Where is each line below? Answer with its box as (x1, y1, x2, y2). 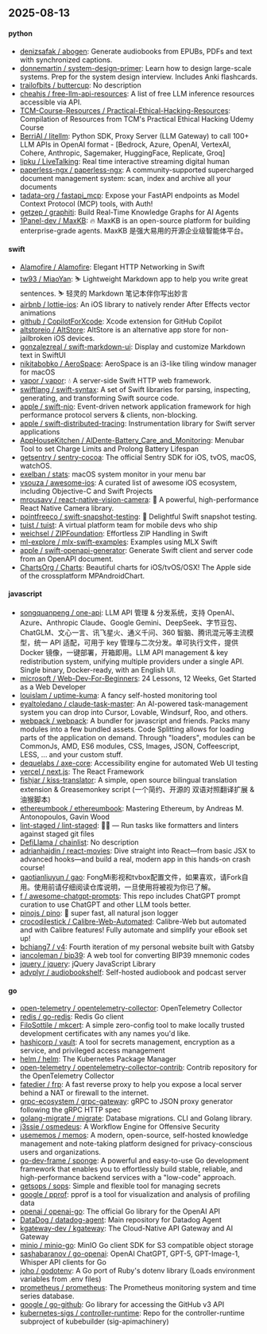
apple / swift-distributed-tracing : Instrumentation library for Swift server (19, 418, 256, 428)
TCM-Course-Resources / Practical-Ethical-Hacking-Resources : (19, 105, 231, 115)
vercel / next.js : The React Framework (19, 767, 145, 776)
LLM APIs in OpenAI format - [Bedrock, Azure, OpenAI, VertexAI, (19, 139, 232, 149)
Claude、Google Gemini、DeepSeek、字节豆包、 (79, 618, 242, 627)
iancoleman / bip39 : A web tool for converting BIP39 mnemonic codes (19, 951, 250, 959)
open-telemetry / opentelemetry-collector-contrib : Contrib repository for (19, 1063, 258, 1073)
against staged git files (19, 829, 95, 838)
